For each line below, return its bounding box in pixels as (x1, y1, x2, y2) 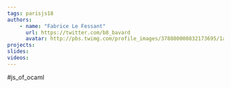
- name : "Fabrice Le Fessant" (19, 23, 107, 29)
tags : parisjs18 (7, 10, 54, 17)
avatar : (25, 35, 48, 42)
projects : (7, 42, 36, 48)
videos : (7, 55, 30, 61)
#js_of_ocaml (7, 73, 45, 81)
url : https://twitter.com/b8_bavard (25, 29, 131, 36)
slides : (7, 48, 30, 55)
